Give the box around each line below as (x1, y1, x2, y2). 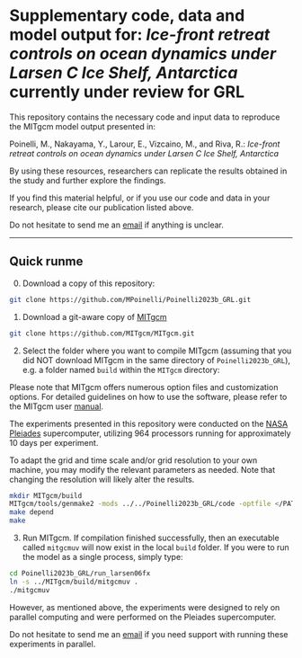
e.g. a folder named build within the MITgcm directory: (22, 364, 220, 375)
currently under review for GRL (9, 82, 245, 102)
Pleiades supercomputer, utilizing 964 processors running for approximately (9, 428, 291, 439)
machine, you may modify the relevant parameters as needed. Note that (9, 464, 276, 475)
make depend (9, 508, 54, 517)
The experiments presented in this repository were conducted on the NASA (9, 418, 289, 429)
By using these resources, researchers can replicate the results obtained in (9, 165, 288, 176)
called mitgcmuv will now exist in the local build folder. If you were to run (22, 542, 289, 553)
